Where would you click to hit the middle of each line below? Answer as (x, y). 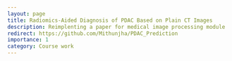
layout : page (26, 14)
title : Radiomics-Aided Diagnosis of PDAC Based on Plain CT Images (110, 20)
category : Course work (41, 46)
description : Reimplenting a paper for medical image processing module (116, 27)
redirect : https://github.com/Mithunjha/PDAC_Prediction (93, 33)
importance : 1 (28, 40)
